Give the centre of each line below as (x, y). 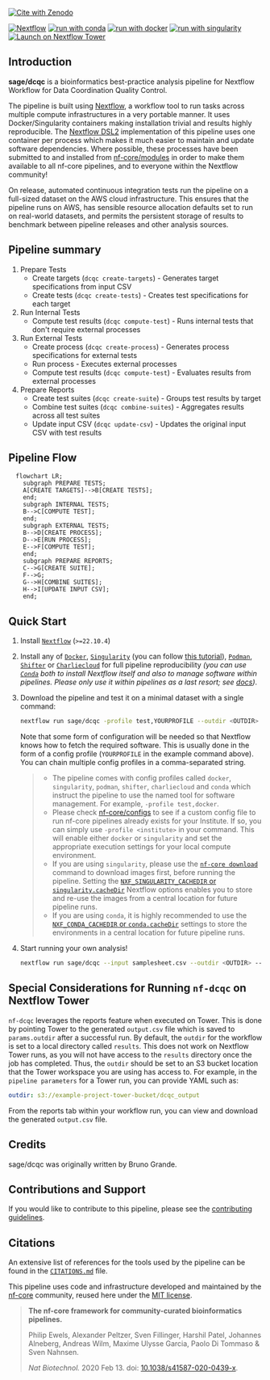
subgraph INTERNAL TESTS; (66, 505)
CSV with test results (67, 432)
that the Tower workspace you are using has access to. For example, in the (133, 1071)
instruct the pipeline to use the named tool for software (143, 795)
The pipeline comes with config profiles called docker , (142, 778)
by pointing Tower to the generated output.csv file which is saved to (122, 1029)
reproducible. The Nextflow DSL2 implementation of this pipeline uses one (132, 131)
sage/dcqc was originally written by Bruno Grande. (93, 1164)
